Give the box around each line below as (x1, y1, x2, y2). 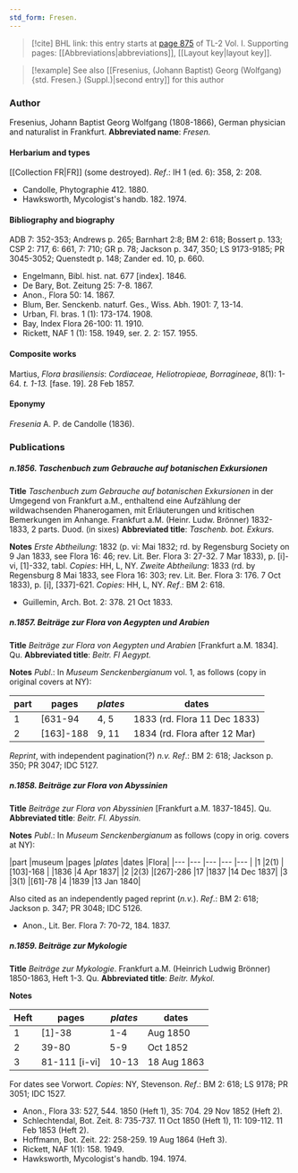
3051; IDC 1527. (9, 1088, 66, 1099)
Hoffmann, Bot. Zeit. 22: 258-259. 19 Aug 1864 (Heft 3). (21, 1134, 228, 1144)
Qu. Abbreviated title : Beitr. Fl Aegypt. (9, 649, 152, 660)
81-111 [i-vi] (41, 1056, 101, 1068)
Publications (9, 440, 65, 453)
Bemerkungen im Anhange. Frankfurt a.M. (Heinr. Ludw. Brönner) (9, 514, 250, 525)
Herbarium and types (9, 147, 91, 158)
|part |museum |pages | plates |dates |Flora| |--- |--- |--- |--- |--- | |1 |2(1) (9, 856, 279, 867)
